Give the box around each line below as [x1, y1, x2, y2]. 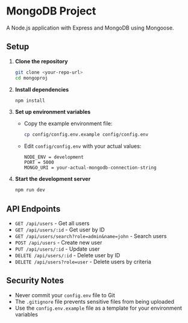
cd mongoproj [14, 75, 48, 81]
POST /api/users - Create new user [14, 239, 102, 246]
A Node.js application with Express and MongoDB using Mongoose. [6, 24, 174, 31]
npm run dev [14, 187, 45, 193]
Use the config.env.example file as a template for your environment [14, 304, 183, 312]
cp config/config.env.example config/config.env [23, 131, 149, 138]
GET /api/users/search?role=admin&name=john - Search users [14, 232, 167, 239]
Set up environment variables [14, 108, 91, 116]
